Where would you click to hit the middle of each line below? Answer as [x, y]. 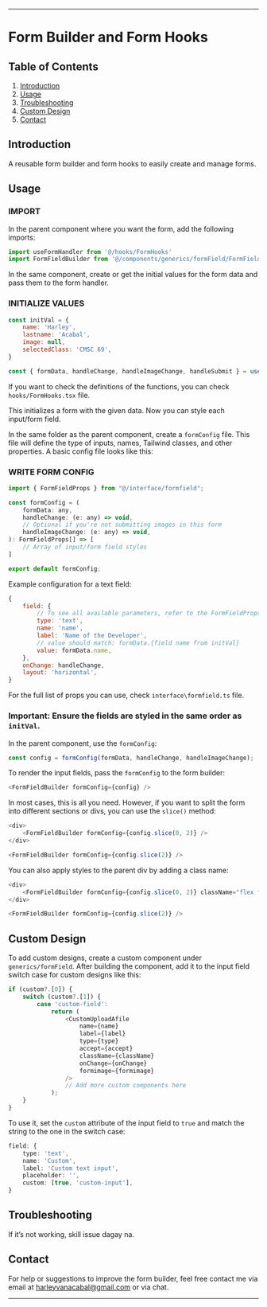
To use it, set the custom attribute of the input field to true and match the [126, 1122]
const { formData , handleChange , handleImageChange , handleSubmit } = [128, 371]
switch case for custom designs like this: [75, 975]
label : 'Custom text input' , [71, 1168]
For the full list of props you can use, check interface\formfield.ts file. [126, 695]
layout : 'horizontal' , [60, 673]
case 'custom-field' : [73, 1004]
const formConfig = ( [44, 502]
